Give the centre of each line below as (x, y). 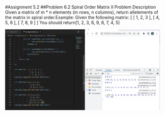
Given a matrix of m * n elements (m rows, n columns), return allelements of (82, 12)
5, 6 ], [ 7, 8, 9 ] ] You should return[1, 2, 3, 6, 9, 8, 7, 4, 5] (63, 22)
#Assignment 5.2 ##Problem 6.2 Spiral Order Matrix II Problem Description (81, 7)
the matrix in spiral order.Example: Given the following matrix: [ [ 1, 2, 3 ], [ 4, (82, 17)
